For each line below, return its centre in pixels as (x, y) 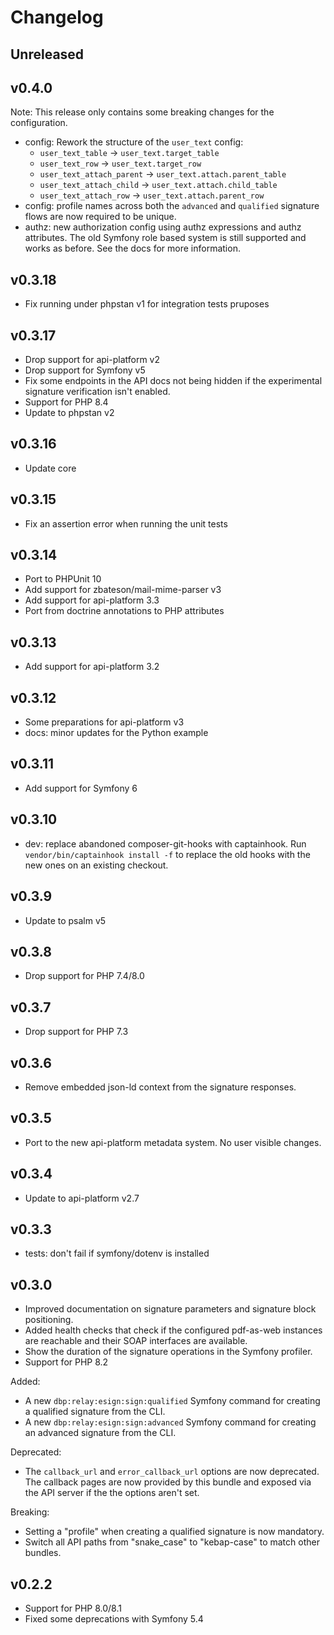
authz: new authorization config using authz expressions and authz (163, 227)
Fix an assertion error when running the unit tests (126, 523)
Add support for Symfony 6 (81, 788)
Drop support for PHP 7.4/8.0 (84, 976)
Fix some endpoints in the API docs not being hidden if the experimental (173, 381)
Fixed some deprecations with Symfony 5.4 (114, 1619)
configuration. (39, 123)
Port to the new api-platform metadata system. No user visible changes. (173, 1142)
